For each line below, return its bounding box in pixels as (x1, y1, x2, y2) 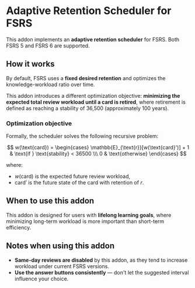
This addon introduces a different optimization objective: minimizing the (6, 92, 180, 99)
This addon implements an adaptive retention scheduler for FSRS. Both (6, 36, 180, 43)
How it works (6, 59, 55, 69)
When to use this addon (6, 196, 95, 206)
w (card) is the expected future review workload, (14, 173, 130, 180)
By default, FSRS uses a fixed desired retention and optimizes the (6, 74, 166, 81)
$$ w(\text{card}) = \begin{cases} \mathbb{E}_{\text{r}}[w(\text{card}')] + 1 (6, 144, 190, 151)
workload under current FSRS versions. (14, 262, 110, 270)
